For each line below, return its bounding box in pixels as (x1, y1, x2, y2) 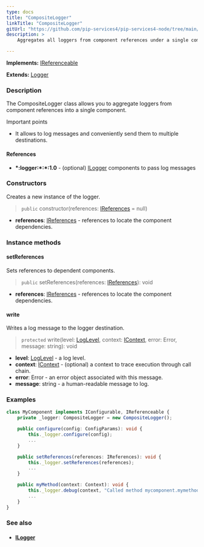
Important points (6, 118, 48, 125)
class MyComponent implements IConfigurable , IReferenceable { (6, 409, 170, 416)
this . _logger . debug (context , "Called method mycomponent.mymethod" (28, 487, 202, 493)
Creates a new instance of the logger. (6, 193, 100, 200)
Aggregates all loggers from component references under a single (17, 37, 189, 43)
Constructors (6, 179, 47, 187)
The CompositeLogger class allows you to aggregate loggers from (6, 100, 172, 107)
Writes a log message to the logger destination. (6, 324, 124, 332)
